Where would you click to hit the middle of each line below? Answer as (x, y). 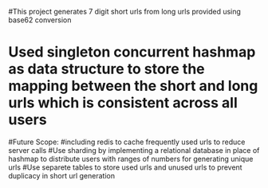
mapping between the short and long (133, 86)
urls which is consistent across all (123, 103)
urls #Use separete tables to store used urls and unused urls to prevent (125, 167)
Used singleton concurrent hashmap (132, 52)
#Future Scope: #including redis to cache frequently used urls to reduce (127, 142)
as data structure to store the (106, 69)
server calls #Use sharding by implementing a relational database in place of (134, 150)
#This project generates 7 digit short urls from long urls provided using (125, 12)
